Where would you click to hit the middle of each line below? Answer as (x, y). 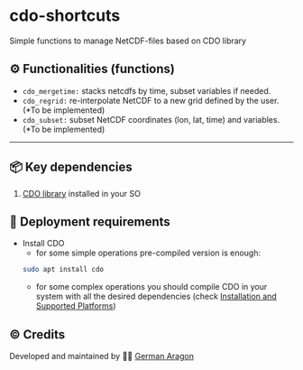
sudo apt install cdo (63, 270)
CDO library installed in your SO (82, 193)
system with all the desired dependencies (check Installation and (156, 296)
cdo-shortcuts (65, 16)
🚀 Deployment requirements (90, 222)
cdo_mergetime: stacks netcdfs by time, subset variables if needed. (147, 90)
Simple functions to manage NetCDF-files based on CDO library (128, 41)
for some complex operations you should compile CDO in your (151, 287)
